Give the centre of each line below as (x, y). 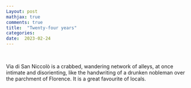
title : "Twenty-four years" (41, 28)
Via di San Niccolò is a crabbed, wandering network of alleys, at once (90, 66)
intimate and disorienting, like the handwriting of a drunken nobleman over (95, 73)
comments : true (25, 22)
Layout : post (22, 11)
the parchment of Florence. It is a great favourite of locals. (76, 79)
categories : (20, 33)
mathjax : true (23, 17)
